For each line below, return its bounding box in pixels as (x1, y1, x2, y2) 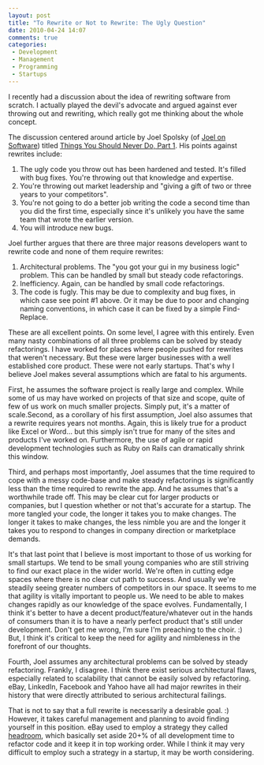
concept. (8, 117, 38, 126)
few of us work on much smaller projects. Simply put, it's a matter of (8, 401, 230, 411)
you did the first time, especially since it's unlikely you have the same (19, 206, 244, 215)
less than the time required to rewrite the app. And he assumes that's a (8, 483, 239, 493)
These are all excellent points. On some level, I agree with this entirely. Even (8, 327, 255, 337)
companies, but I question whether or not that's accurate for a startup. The (8, 500, 251, 509)
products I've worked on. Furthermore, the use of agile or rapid (8, 435, 213, 444)
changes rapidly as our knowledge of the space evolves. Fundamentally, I (8, 599, 247, 609)
